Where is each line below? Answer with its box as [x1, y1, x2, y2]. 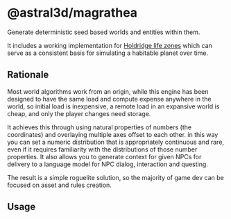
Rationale [7, 69, 49, 81]
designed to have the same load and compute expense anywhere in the [7, 95, 212, 103]
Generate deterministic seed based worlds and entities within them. [7, 28, 200, 36]
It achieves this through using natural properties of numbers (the [7, 123, 192, 131]
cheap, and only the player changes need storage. [7, 109, 151, 117]
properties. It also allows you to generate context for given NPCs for [7, 152, 202, 161]
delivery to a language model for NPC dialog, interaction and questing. [7, 160, 208, 168]
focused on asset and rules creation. [7, 181, 112, 189]
